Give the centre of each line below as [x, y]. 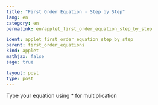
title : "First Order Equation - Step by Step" [66, 12]
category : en [23, 23]
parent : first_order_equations [46, 45]
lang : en [17, 17]
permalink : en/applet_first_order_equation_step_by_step [79, 29]
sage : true [20, 62]
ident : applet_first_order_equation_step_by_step [70, 40]
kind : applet [23, 51]
